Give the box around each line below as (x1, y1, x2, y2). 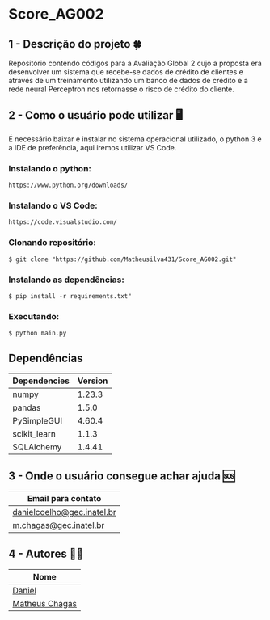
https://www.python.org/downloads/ (8, 181, 129, 190)
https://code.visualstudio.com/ (8, 218, 117, 226)
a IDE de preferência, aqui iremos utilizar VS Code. (8, 142, 177, 152)
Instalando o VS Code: (8, 200, 99, 211)
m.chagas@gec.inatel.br (12, 519, 105, 530)
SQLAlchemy (12, 441, 62, 453)
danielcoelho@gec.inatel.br (12, 506, 117, 517)
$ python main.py (8, 329, 67, 338)
